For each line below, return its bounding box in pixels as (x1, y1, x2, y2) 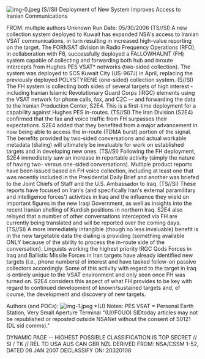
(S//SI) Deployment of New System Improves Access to (41, 6, 181, 13)
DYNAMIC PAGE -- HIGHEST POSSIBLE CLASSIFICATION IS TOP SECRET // (6, 334, 197, 341)
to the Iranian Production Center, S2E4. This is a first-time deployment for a (6, 102, 196, 109)
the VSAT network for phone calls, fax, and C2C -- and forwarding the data (6, 95, 196, 103)
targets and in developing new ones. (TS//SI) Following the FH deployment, (6, 147, 196, 155)
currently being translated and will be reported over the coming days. (6, 219, 181, 226)
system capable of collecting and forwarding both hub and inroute (6, 57, 173, 64)
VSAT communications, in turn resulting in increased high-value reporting (6, 37, 192, 44)
